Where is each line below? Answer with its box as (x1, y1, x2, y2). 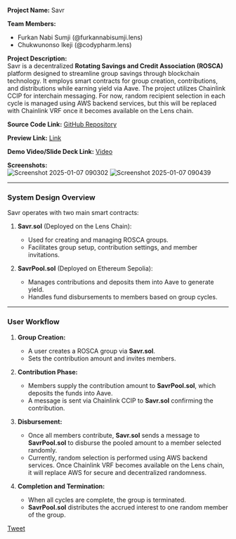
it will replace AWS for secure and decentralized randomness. (27, 468, 207, 476)
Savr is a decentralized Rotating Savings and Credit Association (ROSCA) (7, 62, 223, 70)
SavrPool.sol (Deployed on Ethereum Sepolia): (17, 264, 153, 273)
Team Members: (7, 20, 56, 27)
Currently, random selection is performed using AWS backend (27, 453, 208, 462)
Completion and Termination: (17, 481, 105, 491)
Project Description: (7, 54, 67, 63)
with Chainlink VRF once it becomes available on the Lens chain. (7, 107, 194, 115)
